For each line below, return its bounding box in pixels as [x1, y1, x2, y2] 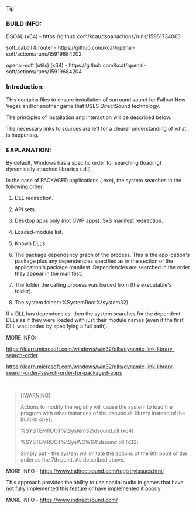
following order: [6, 183, 44, 190]
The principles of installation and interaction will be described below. [6, 114, 171, 121]
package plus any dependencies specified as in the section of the [14, 257, 174, 264]
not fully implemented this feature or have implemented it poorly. [6, 485, 162, 492]
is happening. [6, 131, 39, 138]
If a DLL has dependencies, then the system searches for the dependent [6, 310, 181, 317]
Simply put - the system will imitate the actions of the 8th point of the [20, 450, 187, 457]
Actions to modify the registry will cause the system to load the [20, 403, 173, 410]
